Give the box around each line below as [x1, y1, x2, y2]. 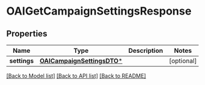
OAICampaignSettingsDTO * [39, 56, 123, 65]
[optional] [168, 56, 197, 65]
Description [128, 47, 164, 55]
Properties [6, 29, 48, 39]
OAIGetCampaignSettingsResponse [6, 4, 192, 18]
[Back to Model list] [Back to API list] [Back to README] [6, 72, 146, 80]
